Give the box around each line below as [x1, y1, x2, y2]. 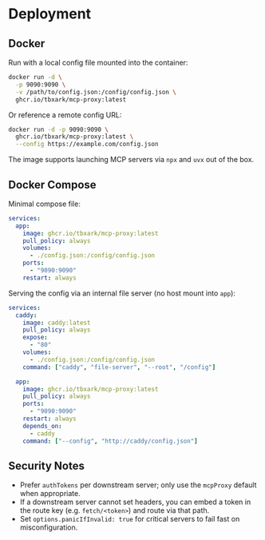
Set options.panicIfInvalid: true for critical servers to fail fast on [19, 514, 240, 524]
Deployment [8, 5, 92, 23]
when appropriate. [19, 489, 81, 498]
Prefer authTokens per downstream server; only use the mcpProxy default [19, 480, 257, 490]
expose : [22, 333, 48, 342]
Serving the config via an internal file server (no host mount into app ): [8, 288, 235, 298]
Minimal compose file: [8, 199, 81, 208]
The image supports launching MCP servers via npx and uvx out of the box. [8, 155, 255, 165]
